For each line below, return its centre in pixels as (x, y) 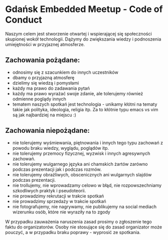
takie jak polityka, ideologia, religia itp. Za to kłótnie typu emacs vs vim (85, 109)
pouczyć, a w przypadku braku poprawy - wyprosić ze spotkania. (73, 232)
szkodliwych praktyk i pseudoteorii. (49, 190)
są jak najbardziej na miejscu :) (44, 115)
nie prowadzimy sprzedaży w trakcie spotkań (59, 201)
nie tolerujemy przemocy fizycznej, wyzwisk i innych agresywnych (81, 153)
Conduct (24, 20)
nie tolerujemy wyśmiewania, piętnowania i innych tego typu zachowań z (88, 143)
